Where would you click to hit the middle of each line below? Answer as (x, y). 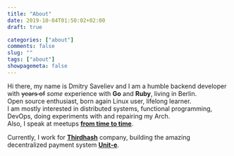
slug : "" (20, 53)
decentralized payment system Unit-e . (63, 145)
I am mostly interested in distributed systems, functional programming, (110, 108)
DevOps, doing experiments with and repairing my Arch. (89, 116)
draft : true (25, 27)
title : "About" (30, 14)
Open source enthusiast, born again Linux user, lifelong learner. (99, 101)
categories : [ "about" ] (41, 40)
